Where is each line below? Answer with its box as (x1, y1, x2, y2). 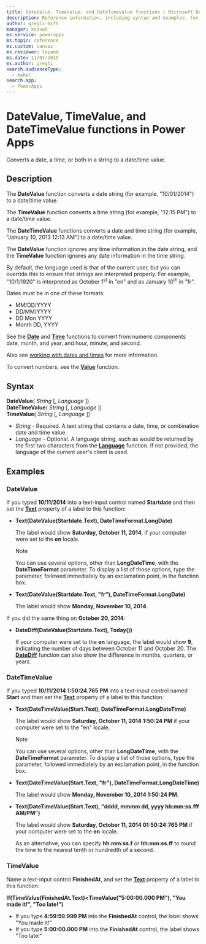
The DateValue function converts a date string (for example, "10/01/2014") (6, 190, 194, 197)
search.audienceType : (6, 66, 62, 72)
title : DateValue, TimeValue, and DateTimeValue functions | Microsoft (6, 9, 193, 15)
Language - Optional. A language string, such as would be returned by (15, 435, 194, 443)
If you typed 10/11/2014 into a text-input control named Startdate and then (6, 498, 196, 506)
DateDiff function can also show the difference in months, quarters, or (15, 651, 193, 659)
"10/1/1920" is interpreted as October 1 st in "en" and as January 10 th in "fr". (6, 277, 196, 285)
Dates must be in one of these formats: (6, 290, 105, 297)
